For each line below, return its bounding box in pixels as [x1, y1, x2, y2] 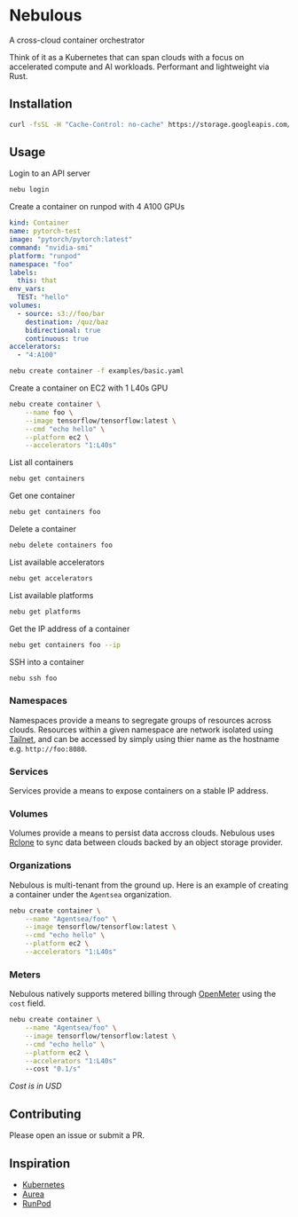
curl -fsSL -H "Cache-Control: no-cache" [9, 120, 165, 129]
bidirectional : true [25, 326, 101, 335]
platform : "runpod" [9, 251, 82, 260]
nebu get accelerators [9, 573, 93, 582]
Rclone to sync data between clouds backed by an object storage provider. [9, 837, 284, 848]
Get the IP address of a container [9, 623, 130, 634]
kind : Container [9, 218, 69, 227]
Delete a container [9, 524, 77, 534]
